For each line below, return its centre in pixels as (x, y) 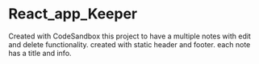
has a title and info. (40, 53)
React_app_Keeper (73, 14)
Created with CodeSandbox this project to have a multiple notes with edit (130, 36)
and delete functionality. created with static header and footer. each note (129, 44)
